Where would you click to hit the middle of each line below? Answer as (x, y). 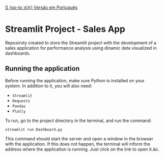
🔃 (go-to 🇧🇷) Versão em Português (41, 7)
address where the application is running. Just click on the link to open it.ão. (82, 149)
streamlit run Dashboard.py (34, 129)
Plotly (19, 111)
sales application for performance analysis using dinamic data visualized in (81, 48)
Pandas (19, 106)
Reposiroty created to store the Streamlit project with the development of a (81, 43)
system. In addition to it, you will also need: (49, 86)
